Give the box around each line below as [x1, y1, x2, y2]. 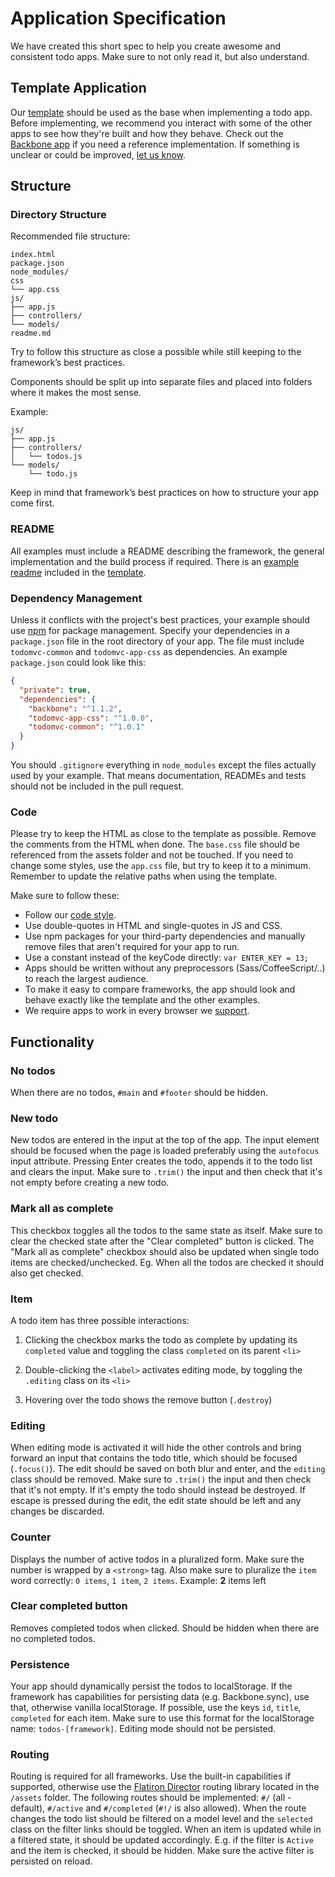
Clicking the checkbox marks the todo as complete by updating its [24, 1333, 298, 1346]
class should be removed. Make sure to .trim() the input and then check [10, 1473, 312, 1486]
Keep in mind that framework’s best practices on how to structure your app [10, 487, 320, 499]
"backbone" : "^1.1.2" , [28, 703, 123, 714]
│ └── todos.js [10, 452, 83, 462]
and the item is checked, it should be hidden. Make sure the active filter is [10, 1845, 315, 1857]
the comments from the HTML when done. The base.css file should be [10, 838, 300, 851]
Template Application [10, 80, 147, 97]
